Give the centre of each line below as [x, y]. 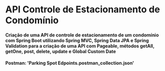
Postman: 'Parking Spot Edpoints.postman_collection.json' [70, 63]
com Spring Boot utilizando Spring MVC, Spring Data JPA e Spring [77, 40]
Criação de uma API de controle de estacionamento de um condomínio [82, 35]
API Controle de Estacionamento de [83, 10]
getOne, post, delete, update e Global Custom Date [61, 51]
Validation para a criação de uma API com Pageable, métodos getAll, [80, 46]
